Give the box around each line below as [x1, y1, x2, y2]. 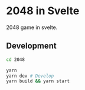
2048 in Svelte [6, 4, 80, 18]
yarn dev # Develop [6, 73, 54, 79]
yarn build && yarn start [6, 78, 70, 84]
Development [6, 41, 57, 51]
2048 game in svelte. [6, 24, 58, 31]
